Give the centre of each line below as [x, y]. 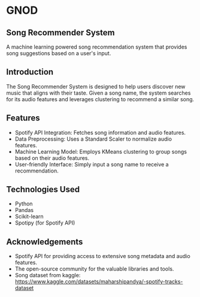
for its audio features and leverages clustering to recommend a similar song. [100, 99]
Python [24, 204]
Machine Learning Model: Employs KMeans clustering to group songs [101, 151]
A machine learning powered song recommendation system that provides [97, 47]
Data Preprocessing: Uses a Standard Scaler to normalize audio [93, 139]
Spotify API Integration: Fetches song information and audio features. [100, 132]
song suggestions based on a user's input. [59, 53]
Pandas [24, 210]
